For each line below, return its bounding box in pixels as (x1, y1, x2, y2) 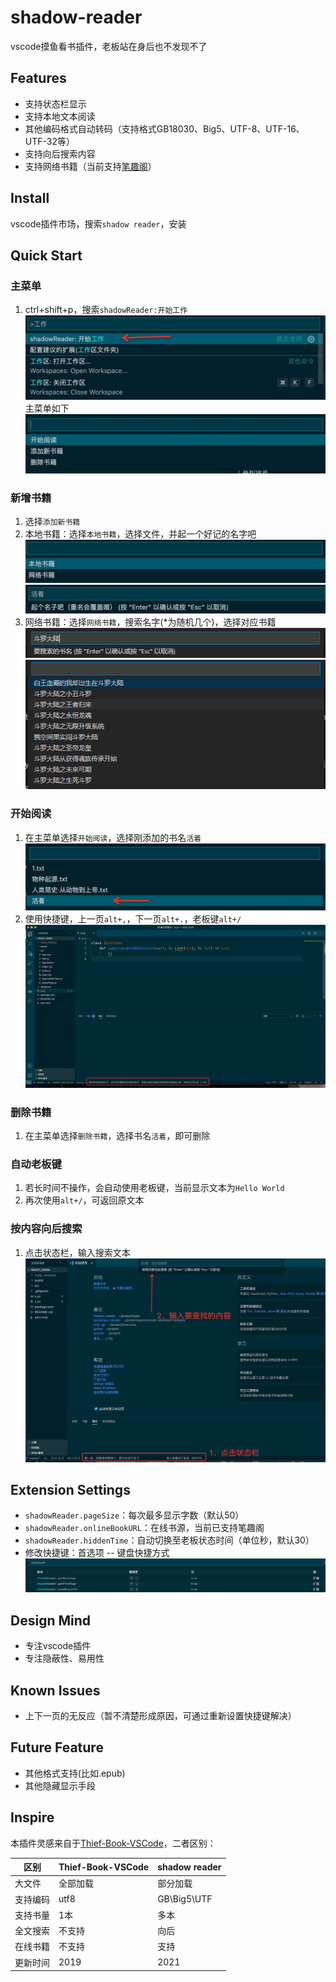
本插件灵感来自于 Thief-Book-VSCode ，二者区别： (10, 1837, 217, 1849)
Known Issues (10, 1682, 101, 1699)
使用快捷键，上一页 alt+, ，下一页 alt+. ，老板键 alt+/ (24, 913, 242, 925)
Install (10, 190, 50, 207)
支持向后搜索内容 (24, 147, 96, 160)
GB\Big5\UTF (157, 1893, 213, 1905)
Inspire (10, 1809, 55, 1826)
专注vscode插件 (24, 1640, 92, 1652)
